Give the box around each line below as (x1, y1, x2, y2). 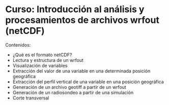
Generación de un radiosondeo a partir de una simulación (12, 89, 134, 95)
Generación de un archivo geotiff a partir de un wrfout (12, 84, 126, 90)
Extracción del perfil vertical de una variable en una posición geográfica (12, 79, 164, 85)
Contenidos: (5, 42, 31, 48)
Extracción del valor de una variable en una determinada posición (12, 67, 151, 74)
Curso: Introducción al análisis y (5, 4, 145, 15)
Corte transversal (12, 95, 49, 101)
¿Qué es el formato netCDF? (12, 52, 72, 58)
